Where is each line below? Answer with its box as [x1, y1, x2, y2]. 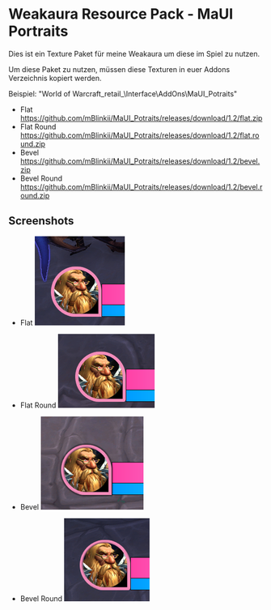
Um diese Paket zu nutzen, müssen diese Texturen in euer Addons [8, 64, 231, 74]
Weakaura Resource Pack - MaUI [8, 5, 234, 23]
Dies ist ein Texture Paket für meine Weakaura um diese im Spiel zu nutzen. [8, 49, 260, 58]
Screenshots [8, 214, 74, 228]
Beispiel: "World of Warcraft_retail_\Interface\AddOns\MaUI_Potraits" [8, 88, 238, 98]
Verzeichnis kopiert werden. [8, 73, 103, 83]
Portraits [8, 22, 69, 41]
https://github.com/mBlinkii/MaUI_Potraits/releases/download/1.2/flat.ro [19, 130, 260, 140]
